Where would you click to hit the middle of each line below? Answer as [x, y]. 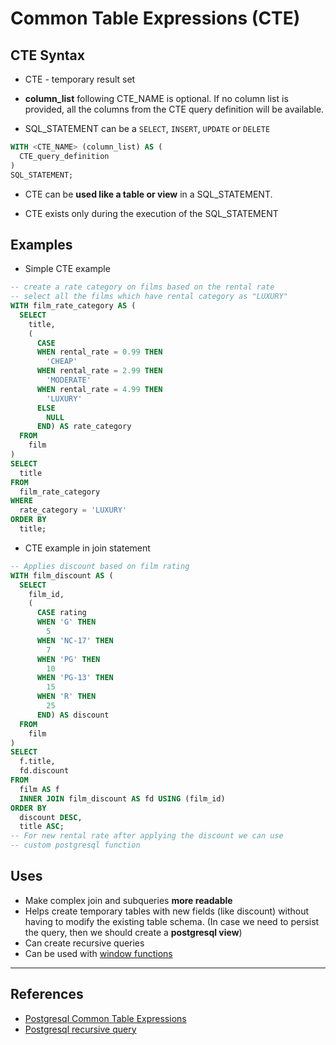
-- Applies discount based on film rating [100, 566]
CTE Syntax [47, 55]
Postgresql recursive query [80, 1029]
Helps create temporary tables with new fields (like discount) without [167, 911]
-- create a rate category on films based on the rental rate [142, 287]
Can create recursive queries [84, 943]
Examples [41, 244]
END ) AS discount [73, 715]
